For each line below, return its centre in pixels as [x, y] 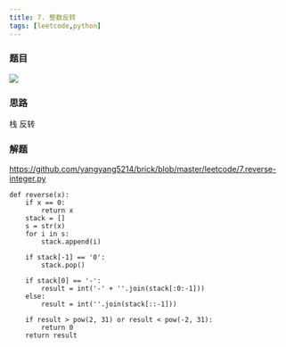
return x [57, 211]
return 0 [57, 328]
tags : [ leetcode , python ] [55, 26]
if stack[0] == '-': [63, 281]
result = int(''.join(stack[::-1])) [109, 304]
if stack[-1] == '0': [65, 258]
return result [51, 335]
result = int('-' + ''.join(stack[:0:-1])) [123, 289]
